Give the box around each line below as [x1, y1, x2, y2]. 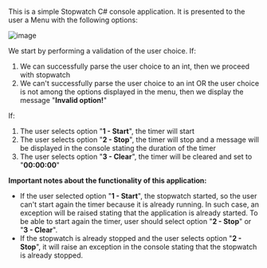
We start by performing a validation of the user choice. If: [8, 46, 197, 55]
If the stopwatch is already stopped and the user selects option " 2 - [19, 234, 242, 242]
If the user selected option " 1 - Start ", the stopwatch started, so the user [19, 191, 257, 200]
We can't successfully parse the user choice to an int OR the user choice [19, 79, 260, 88]
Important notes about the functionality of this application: [8, 175, 207, 185]
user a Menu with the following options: [8, 15, 138, 25]
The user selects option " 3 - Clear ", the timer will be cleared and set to [19, 152, 253, 161]
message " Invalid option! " [19, 96, 108, 104]
